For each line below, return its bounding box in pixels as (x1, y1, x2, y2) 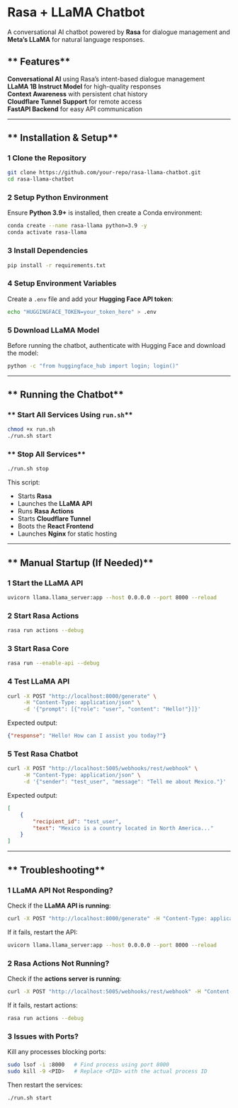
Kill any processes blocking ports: (7, 1048, 106, 1056)
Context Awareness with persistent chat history (7, 89, 148, 98)
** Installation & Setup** (7, 132, 118, 144)
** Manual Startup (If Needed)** (7, 557, 154, 569)
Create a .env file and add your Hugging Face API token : (7, 295, 174, 303)
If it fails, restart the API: (7, 927, 78, 936)
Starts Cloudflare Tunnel (17, 514, 91, 523)
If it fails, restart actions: (7, 1000, 78, 1010)
